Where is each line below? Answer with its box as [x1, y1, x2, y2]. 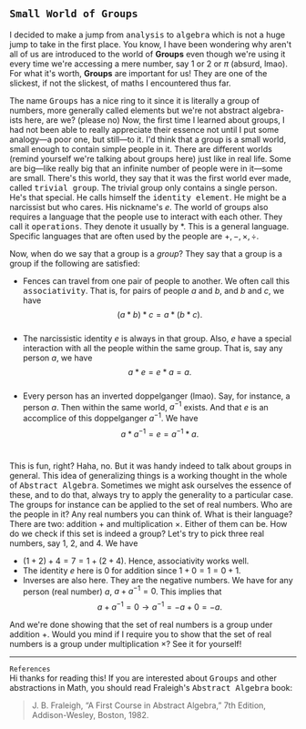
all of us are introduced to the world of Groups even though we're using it [9, 48, 286, 59]
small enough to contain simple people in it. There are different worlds [9, 143, 273, 154]
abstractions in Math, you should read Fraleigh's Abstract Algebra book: [9, 683, 293, 694]
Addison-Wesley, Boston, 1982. [31, 710, 149, 721]
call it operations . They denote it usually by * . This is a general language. [9, 220, 290, 231]
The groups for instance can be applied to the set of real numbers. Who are [9, 499, 293, 510]
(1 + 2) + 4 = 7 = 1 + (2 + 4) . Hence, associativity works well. [22, 555, 250, 566]
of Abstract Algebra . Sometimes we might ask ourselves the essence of [9, 480, 292, 491]
